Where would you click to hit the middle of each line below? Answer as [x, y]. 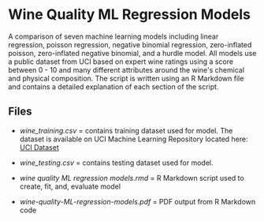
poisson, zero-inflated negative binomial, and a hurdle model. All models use [132, 53]
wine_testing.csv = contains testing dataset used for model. [117, 163]
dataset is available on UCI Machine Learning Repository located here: [134, 139]
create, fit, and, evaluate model [70, 186]
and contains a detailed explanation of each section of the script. [113, 86]
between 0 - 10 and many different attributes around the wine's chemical [126, 69]
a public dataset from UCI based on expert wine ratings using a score [121, 62]
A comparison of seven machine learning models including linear [113, 36]
